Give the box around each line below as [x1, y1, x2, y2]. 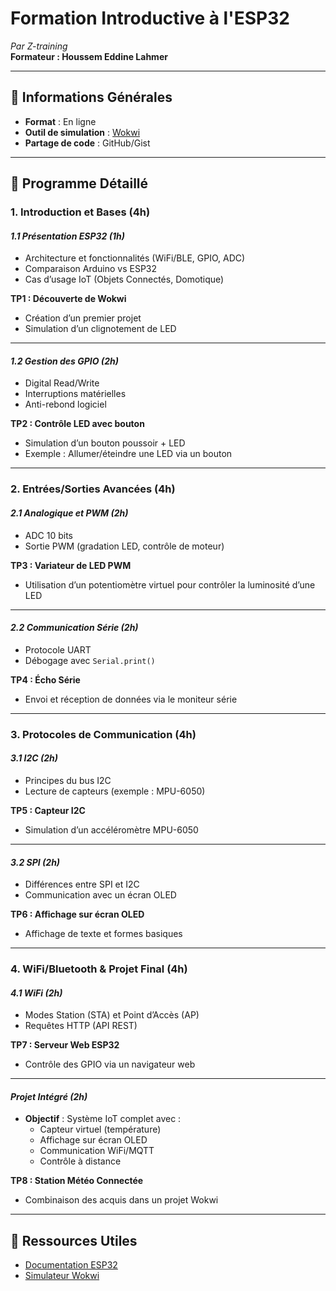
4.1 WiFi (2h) [10, 987, 63, 999]
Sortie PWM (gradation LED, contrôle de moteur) [24, 540, 225, 552]
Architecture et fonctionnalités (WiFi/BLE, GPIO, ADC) [24, 252, 246, 264]
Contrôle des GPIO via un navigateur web [24, 1058, 196, 1071]
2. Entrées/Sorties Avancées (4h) [10, 482, 176, 496]
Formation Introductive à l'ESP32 [10, 7, 290, 30]
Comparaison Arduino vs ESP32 [24, 263, 158, 275]
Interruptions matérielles [24, 388, 127, 400]
